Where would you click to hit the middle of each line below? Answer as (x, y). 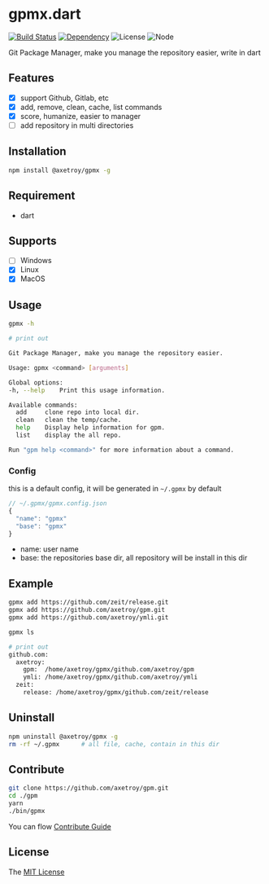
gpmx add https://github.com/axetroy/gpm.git (87, 610)
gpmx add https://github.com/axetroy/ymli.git (89, 618)
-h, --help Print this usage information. (87, 390)
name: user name (49, 549)
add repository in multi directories (77, 125)
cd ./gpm (23, 796)
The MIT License (37, 872)
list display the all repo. (69, 435)
